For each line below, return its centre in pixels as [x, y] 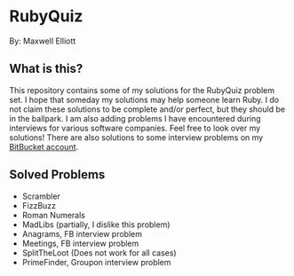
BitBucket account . [44, 146]
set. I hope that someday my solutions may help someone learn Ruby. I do [144, 99]
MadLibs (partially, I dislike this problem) [96, 225]
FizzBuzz [39, 205]
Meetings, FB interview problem [80, 243]
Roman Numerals [54, 215]
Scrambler [41, 196]
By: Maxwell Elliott [43, 41]
